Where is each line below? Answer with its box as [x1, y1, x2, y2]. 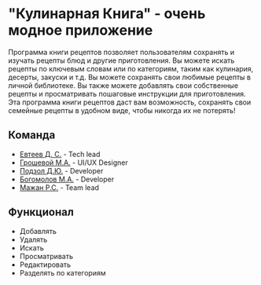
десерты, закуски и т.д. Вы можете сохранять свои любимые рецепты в [8, 72, 252, 82]
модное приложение [8, 21, 153, 39]
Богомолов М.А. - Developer [19, 174, 115, 184]
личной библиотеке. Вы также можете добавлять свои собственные [8, 80, 238, 90]
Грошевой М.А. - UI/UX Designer [19, 158, 128, 167]
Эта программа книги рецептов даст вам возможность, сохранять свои [8, 97, 252, 107]
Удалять [19, 235, 48, 244]
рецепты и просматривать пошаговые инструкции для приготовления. [8, 89, 246, 98]
